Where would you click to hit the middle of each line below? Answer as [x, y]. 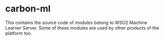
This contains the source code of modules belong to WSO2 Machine [76, 22]
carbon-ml [28, 9]
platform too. [19, 33]
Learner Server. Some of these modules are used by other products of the [82, 27]
